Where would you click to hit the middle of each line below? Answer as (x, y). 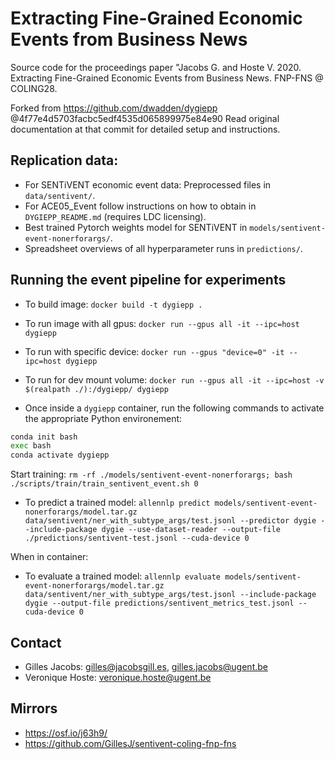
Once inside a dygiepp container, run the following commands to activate (174, 408)
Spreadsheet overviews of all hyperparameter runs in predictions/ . (163, 248)
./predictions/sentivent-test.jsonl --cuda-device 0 (137, 538)
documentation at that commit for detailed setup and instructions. (145, 129)
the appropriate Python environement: (103, 418)
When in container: (49, 557)
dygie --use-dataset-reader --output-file (191, 530)
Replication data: (64, 160)
